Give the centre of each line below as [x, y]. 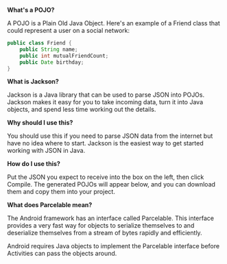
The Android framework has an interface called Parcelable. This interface [111, 218]
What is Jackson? [33, 82]
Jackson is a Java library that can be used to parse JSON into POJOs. [106, 95]
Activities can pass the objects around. [62, 254]
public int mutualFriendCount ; [64, 56]
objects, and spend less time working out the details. [82, 110]
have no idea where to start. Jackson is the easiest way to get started [105, 143]
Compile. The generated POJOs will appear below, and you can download [111, 184]
